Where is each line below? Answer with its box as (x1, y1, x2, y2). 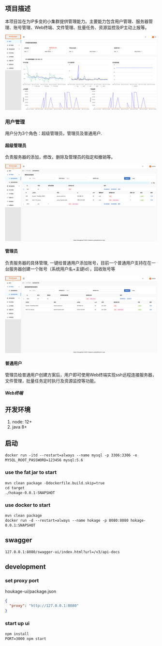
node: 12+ (12, 419, 32, 425)
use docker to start (5, 501, 51, 508)
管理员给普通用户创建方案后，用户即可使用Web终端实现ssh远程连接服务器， (5, 372, 157, 378)
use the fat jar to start (5, 469, 57, 476)
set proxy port (5, 577, 39, 584)
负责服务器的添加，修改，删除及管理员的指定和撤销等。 (5, 154, 115, 160)
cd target (5, 485, 25, 490)
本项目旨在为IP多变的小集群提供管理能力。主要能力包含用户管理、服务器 (5, 18, 149, 24)
